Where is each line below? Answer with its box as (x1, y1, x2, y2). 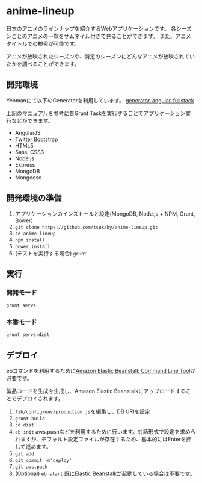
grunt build (14, 416, 45, 422)
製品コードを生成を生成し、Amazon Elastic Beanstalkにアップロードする (6, 387, 186, 395)
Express (14, 161, 35, 168)
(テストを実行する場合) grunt (14, 249, 87, 257)
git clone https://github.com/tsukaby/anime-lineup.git (14, 224, 158, 230)
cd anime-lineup (14, 231, 56, 237)
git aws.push (14, 464, 48, 470)
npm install (14, 237, 45, 243)
